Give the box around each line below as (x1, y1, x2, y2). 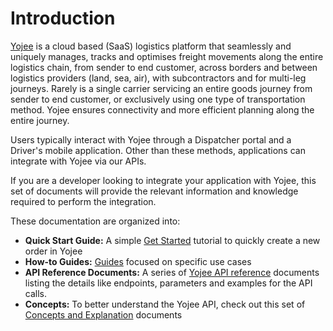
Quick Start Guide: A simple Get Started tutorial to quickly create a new (24, 234, 321, 246)
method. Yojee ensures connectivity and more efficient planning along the (10, 103, 315, 116)
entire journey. (10, 114, 70, 126)
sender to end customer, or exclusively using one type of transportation (10, 93, 306, 105)
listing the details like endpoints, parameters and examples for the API (24, 277, 313, 289)
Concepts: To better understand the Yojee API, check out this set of (24, 298, 306, 310)
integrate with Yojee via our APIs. (10, 155, 147, 167)
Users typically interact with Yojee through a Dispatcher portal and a (10, 133, 292, 146)
